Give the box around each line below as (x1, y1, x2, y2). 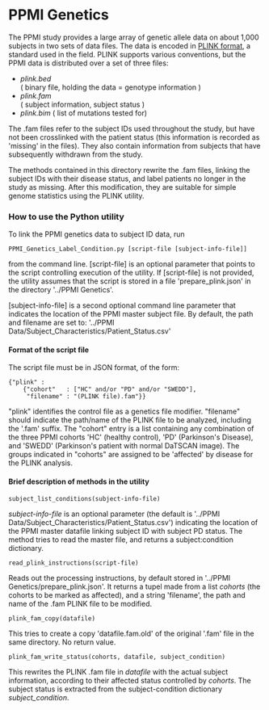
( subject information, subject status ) (19, 99, 145, 109)
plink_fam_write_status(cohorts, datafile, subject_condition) (8, 653, 226, 661)
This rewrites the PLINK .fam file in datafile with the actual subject (8, 666, 229, 676)
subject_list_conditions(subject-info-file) (8, 494, 161, 502)
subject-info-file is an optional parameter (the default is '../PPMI (8, 509, 221, 519)
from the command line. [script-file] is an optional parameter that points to (8, 259, 256, 269)
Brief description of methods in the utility (8, 477, 149, 486)
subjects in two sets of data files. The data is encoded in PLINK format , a (8, 40, 251, 50)
